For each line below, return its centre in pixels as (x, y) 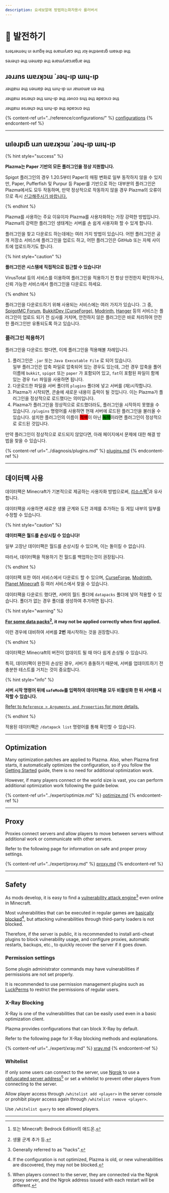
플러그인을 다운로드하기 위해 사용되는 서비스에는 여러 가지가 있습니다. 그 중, (79, 305)
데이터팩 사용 (24, 478)
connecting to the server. (31, 1084)
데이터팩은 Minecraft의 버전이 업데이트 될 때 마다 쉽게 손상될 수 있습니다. (77, 652)
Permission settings (30, 958)
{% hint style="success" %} (34, 156)
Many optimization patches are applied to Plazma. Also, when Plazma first (82, 760)
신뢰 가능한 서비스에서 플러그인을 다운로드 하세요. (54, 284)
